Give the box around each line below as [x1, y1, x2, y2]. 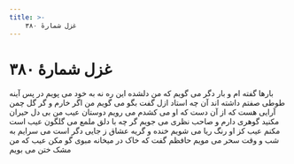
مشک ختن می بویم [9, 145, 72, 155]
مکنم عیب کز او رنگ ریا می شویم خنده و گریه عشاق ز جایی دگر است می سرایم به [9, 125, 281, 137]
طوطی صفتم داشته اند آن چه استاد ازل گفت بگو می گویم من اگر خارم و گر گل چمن [9, 98, 286, 108]
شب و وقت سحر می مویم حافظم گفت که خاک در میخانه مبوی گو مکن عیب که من [9, 135, 280, 145]
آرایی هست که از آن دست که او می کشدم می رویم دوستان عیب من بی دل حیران [9, 107, 276, 117]
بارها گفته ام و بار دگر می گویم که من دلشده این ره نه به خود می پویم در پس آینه [9, 88, 275, 99]
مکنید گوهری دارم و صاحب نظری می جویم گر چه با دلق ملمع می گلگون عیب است [9, 116, 280, 127]
